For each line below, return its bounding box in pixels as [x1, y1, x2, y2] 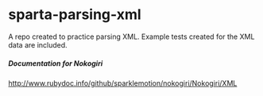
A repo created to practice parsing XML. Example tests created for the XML [8, 32, 255, 41]
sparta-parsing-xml [8, 6, 141, 24]
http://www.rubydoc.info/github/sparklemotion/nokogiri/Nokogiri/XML [8, 78, 238, 88]
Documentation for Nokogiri [8, 58, 103, 68]
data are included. [8, 40, 68, 49]
